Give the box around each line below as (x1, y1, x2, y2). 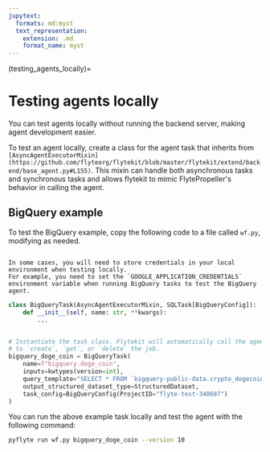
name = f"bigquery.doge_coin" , (22, 360, 121, 368)
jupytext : (8, 11, 42, 20)
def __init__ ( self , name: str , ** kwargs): (22, 308, 167, 317)
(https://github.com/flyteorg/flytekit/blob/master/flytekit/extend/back (8, 159, 261, 167)
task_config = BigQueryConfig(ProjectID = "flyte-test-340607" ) (22, 390, 228, 398)
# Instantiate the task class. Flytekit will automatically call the (8, 338, 247, 346)
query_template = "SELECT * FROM (22, 375, 128, 383)
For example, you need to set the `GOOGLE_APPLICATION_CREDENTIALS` (8, 272, 243, 280)
